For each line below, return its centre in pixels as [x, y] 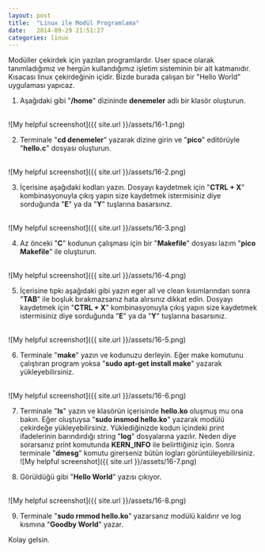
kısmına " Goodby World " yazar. [72, 524]
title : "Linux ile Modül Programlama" [74, 23]
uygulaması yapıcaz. [42, 86]
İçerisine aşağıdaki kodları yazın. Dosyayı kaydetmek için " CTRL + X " [132, 188]
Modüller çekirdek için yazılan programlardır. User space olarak [112, 60]
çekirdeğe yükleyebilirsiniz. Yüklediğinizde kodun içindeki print [122, 428]
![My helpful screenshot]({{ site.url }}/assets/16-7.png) [108, 462]
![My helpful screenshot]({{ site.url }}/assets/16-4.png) [97, 276]
